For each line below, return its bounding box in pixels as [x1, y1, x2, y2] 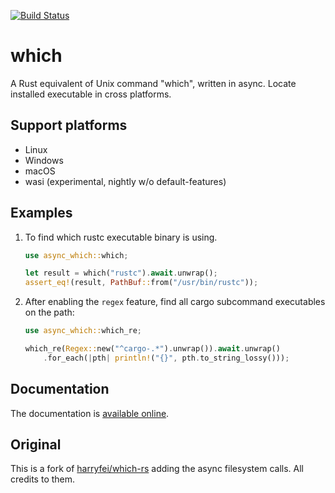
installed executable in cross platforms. [10, 88, 172, 100]
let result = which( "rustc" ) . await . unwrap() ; [24, 268, 218, 279]
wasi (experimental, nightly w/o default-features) [24, 175, 227, 187]
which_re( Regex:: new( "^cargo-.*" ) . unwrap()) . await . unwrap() [24, 344, 281, 354]
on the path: [24, 306, 75, 319]
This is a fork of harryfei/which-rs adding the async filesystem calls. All [10, 463, 304, 475]
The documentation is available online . [10, 407, 170, 419]
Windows [24, 154, 64, 166]
